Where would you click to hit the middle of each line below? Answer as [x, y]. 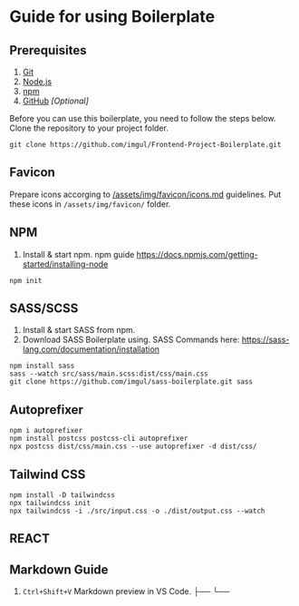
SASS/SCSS [44, 309]
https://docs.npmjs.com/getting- [197, 254]
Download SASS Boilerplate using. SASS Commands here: [131, 340]
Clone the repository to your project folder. [89, 128]
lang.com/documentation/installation [91, 349]
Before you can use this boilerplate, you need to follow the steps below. [143, 118]
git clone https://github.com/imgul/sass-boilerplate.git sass [131, 382]
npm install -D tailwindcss [63, 495]
